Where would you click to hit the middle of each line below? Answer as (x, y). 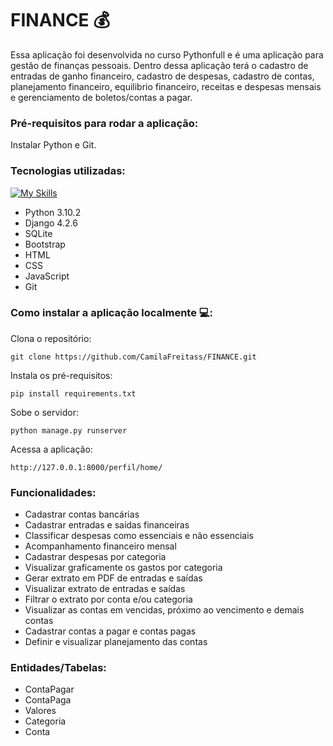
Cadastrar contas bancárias (82, 514)
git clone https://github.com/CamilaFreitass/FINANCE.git (133, 357)
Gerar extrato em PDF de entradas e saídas (113, 578)
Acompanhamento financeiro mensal (100, 546)
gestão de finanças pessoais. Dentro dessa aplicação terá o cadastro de (159, 65)
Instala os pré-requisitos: (61, 375)
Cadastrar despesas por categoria (95, 557)
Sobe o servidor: (44, 412)
